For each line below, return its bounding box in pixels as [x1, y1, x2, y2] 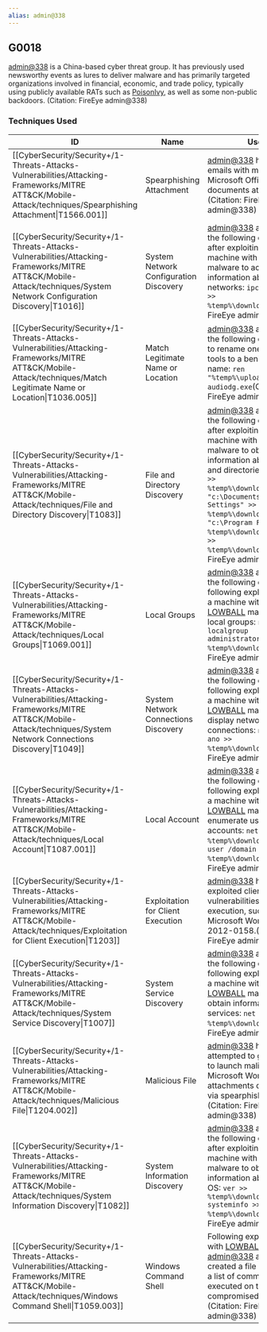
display [207, 714, 234, 725]
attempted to [207, 1050, 256, 1061]
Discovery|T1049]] [12, 743, 85, 755]
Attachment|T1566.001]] [12, 209, 108, 220]
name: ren [207, 363, 245, 374]
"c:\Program [207, 518, 253, 527]
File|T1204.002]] [12, 1105, 78, 1116]
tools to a [207, 353, 242, 364]
